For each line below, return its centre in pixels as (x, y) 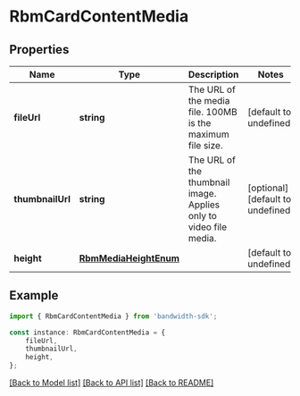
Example (34, 295)
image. (202, 194)
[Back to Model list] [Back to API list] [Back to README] (112, 383)
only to (202, 216)
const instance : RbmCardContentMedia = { (87, 333)
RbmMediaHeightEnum (129, 258)
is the (200, 123)
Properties (39, 50)
